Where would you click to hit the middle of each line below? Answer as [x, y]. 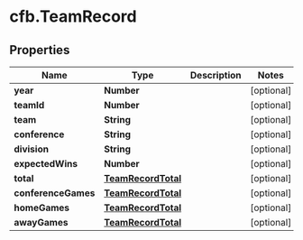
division [32, 149]
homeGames [42, 208]
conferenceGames [55, 193]
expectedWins [46, 164]
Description [216, 75]
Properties [40, 50]
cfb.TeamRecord [73, 17]
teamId [29, 105]
